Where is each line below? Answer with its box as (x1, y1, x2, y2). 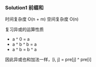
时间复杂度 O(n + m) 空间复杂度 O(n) (5, 16, 79, 22)
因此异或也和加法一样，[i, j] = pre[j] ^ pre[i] (5, 57, 92, 63)
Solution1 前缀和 (5, 4, 44, 11)
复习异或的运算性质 (5, 27, 44, 33)
